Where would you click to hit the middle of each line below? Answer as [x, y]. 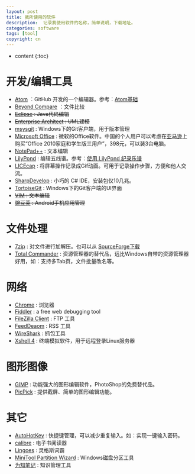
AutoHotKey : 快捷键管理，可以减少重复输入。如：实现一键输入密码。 [99, 435]
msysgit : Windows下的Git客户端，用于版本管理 [72, 128]
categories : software [33, 28]
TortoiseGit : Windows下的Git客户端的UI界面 [68, 188]
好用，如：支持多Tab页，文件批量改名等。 [66, 261]
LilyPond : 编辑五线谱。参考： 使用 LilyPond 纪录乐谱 [78, 158]
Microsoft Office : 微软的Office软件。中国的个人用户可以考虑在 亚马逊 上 [101, 136]
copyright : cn [24, 39]
